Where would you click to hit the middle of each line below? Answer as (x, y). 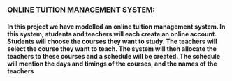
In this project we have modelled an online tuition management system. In (116, 27)
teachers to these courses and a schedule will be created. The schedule (114, 56)
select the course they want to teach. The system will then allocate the (112, 49)
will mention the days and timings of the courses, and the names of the (113, 64)
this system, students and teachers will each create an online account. (112, 34)
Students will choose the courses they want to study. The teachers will (112, 41)
